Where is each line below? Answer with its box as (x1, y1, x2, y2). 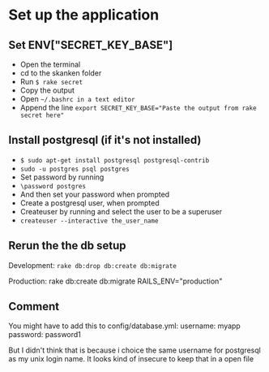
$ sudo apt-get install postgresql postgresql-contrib (19, 156, 210, 164)
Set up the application (8, 6, 160, 24)
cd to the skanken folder (19, 68, 102, 78)
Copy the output (19, 85, 75, 95)
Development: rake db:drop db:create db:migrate (8, 260, 177, 270)
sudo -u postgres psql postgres (19, 165, 130, 173)
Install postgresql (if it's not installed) (8, 133, 202, 147)
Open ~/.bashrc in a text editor (19, 94, 135, 103)
